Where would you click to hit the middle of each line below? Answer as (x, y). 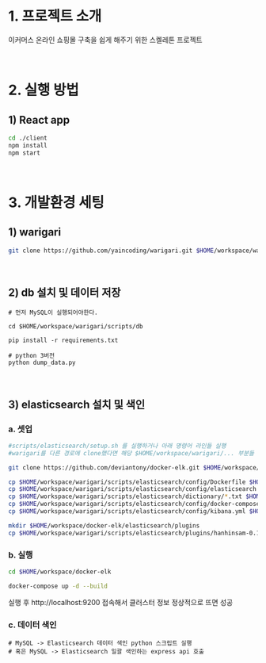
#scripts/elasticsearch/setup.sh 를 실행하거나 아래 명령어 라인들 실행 (117, 446)
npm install (28, 145)
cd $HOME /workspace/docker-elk (60, 572)
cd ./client (28, 138)
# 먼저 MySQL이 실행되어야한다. (53, 313)
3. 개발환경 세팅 (56, 202)
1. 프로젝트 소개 (55, 16)
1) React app (39, 120)
